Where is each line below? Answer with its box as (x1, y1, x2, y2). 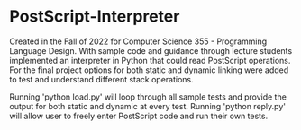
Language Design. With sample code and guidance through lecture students (9, 45, 293, 56)
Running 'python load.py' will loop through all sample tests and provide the (9, 91, 287, 102)
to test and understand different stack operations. (9, 74, 194, 84)
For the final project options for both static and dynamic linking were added (9, 65, 289, 75)
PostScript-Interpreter (9, 6, 180, 27)
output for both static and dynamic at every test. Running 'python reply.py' (9, 100, 287, 111)
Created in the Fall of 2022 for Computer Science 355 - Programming (9, 36, 268, 47)
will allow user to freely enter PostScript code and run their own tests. (9, 110, 269, 121)
